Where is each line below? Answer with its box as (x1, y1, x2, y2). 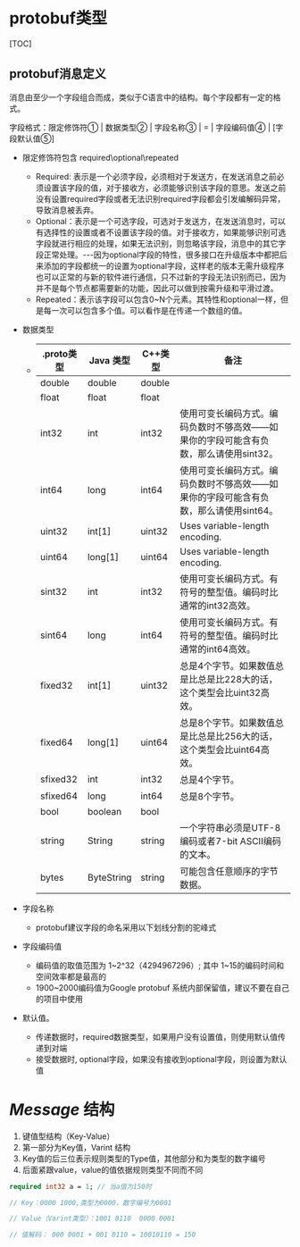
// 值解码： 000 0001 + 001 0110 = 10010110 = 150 (9, 1230, 196, 1240)
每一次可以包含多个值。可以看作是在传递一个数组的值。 (43, 305, 247, 315)
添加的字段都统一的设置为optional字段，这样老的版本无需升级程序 (43, 260, 285, 271)
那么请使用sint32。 (197, 448, 279, 460)
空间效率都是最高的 (35, 971, 107, 982)
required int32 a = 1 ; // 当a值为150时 (9, 1182, 153, 1191)
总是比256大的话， (197, 730, 279, 742)
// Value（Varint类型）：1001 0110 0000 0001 (9, 1214, 176, 1224)
